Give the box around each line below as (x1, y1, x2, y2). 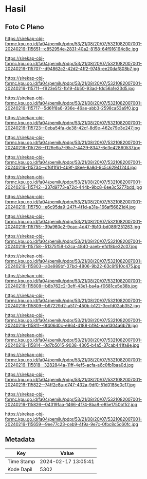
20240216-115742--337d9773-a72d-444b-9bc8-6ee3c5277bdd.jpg (5, 184, 142, 190)
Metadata (5, 435, 35, 444)
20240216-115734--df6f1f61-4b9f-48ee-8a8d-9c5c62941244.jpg (5, 164, 137, 170)
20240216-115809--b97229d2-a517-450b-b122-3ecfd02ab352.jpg (5, 303, 140, 308)
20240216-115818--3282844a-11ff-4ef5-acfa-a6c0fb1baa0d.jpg (5, 362, 134, 368)
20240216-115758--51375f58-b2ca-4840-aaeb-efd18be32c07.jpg (5, 244, 138, 249)
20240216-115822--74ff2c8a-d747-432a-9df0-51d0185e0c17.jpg (5, 382, 136, 388)
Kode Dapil (7, 466, 33, 473)
